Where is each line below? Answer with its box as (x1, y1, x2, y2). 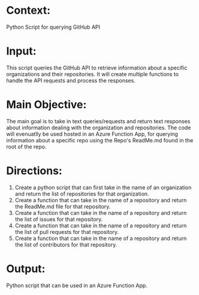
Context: (6, 4, 51, 17)
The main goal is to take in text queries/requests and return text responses (6, 117, 191, 124)
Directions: (6, 164, 63, 177)
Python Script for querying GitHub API (6, 23, 101, 31)
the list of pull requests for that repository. (14, 228, 119, 235)
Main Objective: (6, 98, 87, 111)
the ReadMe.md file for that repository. (14, 203, 111, 210)
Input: (6, 44, 37, 58)
